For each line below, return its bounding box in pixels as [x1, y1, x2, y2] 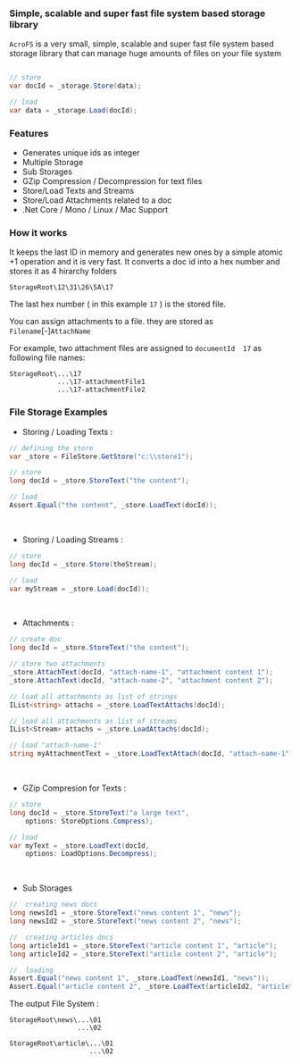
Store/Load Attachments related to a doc [21, 195, 172, 205]
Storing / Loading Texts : [21, 426, 113, 437]
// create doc [9, 635, 62, 644]
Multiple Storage [21, 157, 84, 168]
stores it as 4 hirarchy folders [9, 266, 118, 277]
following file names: [9, 352, 86, 364]
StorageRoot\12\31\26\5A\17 [9, 283, 114, 292]
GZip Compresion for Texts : [21, 783, 127, 793]
